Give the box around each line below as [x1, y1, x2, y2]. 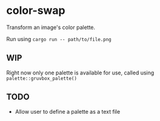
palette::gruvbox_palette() [6, 75, 78, 82]
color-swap [6, 4, 65, 18]
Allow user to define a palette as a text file [15, 108, 121, 115]
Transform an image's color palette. [6, 24, 96, 31]
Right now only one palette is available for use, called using [6, 69, 155, 76]
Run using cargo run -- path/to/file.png [6, 35, 112, 42]
